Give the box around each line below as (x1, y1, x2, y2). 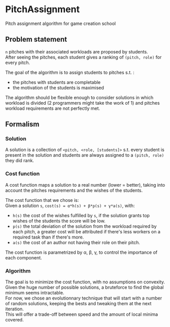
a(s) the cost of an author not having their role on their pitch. (12, 239, 141, 245)
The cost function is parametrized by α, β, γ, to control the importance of (5, 249, 158, 255)
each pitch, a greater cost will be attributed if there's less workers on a (12, 228, 161, 234)
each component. (5, 254, 42, 260)
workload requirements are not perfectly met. (5, 105, 100, 111)
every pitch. (5, 60, 30, 66)
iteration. (5, 306, 24, 312)
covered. (5, 317, 24, 323)
